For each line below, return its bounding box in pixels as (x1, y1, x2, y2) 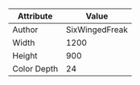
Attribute (17, 10, 53, 22)
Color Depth (12, 63, 59, 75)
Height (12, 51, 38, 62)
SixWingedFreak (65, 24, 129, 35)
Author (12, 24, 39, 35)
